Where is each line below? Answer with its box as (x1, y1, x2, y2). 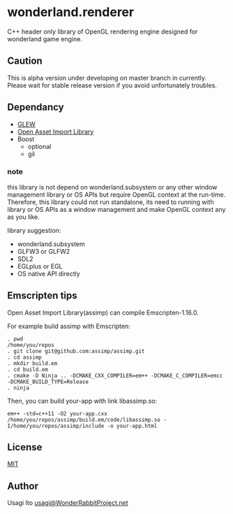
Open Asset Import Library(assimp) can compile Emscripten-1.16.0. (7, 308, 199, 317)
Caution (7, 55, 43, 67)
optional (27, 142, 52, 150)
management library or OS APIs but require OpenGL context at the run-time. (7, 190, 226, 199)
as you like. (7, 213, 40, 221)
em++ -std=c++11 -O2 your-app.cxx (7, 410, 108, 417)
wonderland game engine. (7, 34, 82, 43)
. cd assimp (7, 354, 42, 361)
